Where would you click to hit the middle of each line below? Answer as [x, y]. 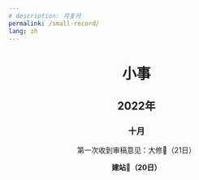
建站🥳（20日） [136, 168]
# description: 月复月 [45, 16]
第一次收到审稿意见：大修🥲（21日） [136, 150]
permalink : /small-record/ [54, 24]
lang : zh [23, 31]
